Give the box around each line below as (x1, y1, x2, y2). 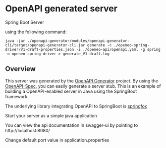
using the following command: (5, 29, 67, 35)
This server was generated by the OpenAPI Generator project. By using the (5, 77, 159, 84)
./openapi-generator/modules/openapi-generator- (27, 38, 130, 43)
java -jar (5, 38, 26, 43)
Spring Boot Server (5, 19, 45, 25)
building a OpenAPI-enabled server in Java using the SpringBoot (5, 88, 137, 94)
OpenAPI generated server (5, 3, 118, 14)
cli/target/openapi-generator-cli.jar (5, 42, 85, 47)
